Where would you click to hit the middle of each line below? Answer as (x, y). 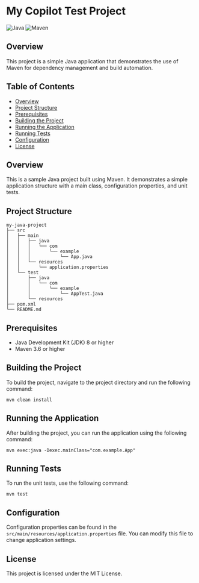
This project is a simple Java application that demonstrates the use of (92, 61)
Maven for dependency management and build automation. (80, 68)
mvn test (17, 494)
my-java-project (26, 225)
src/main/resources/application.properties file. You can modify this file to (100, 534)
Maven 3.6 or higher (40, 349)
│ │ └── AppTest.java (55, 294)
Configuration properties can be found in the (62, 527)
